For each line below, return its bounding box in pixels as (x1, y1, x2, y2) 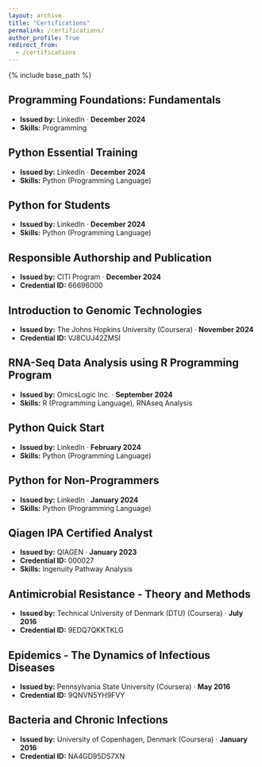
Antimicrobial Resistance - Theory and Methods (8, 587, 252, 601)
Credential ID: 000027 (19, 556, 94, 565)
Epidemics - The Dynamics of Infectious (8, 649, 210, 662)
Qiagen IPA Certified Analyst (8, 526, 153, 540)
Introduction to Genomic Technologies (8, 304, 202, 317)
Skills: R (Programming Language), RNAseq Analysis (19, 398, 193, 408)
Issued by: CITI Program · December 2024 (19, 272, 161, 282)
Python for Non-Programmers (8, 474, 160, 487)
